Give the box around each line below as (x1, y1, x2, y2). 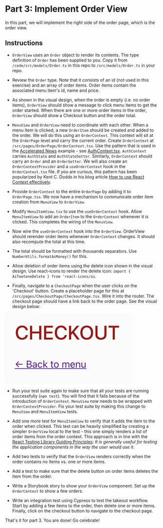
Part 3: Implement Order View (5, 3, 128, 15)
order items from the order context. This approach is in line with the (12, 434, 148, 440)
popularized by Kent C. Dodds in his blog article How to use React (12, 174, 145, 179)
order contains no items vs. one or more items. (12, 459, 106, 464)
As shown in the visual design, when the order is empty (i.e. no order (12, 97, 150, 103)
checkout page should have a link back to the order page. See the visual (12, 298, 157, 304)
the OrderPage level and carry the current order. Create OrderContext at (12, 137, 154, 143)
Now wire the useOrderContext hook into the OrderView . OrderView (12, 228, 145, 234)
